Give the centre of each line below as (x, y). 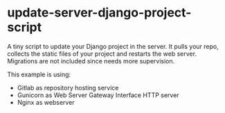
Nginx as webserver (46, 102)
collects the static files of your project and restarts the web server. (102, 54)
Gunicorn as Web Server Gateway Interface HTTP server (98, 95)
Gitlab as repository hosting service (68, 88)
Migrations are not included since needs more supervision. (91, 61)
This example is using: (39, 74)
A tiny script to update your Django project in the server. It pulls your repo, (113, 46)
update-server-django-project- (99, 13)
